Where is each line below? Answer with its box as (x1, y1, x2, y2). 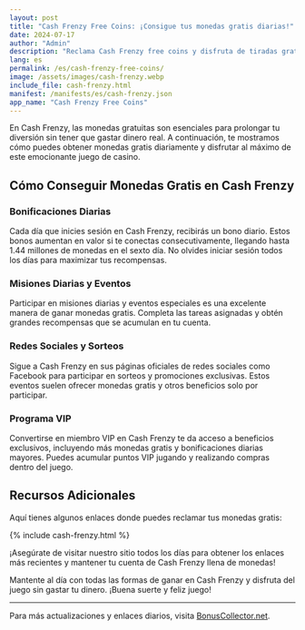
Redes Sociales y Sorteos (9, 340, 124, 352)
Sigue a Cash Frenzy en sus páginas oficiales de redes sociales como (9, 360, 271, 371)
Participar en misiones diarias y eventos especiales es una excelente (9, 298, 267, 309)
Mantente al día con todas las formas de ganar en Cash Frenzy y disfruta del (9, 574, 295, 586)
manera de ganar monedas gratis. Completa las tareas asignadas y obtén (9, 308, 283, 319)
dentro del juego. (9, 461, 74, 472)
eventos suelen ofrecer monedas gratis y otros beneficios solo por (9, 379, 259, 390)
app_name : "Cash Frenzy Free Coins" (9, 97, 148, 107)
